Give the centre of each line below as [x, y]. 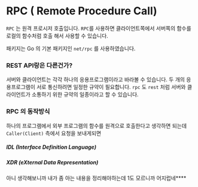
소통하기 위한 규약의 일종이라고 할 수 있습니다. [85, 94]
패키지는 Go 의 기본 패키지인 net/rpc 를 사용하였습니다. [71, 48]
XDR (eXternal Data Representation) [52, 162]
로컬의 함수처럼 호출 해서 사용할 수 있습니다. [57, 36]
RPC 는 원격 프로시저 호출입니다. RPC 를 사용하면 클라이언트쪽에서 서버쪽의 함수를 [99, 28]
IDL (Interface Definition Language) [51, 147]
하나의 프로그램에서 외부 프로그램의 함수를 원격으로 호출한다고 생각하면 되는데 [97, 125]
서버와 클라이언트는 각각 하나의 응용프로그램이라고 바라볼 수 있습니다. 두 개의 [96, 79]
